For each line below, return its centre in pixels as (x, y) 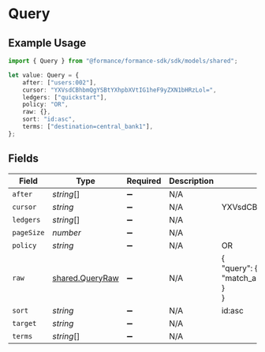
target (24, 323)
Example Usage (47, 43)
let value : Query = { (44, 75)
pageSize (28, 232)
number (67, 232)
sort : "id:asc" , (49, 119)
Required (144, 181)
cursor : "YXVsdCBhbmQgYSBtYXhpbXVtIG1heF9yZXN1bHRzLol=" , (119, 90)
